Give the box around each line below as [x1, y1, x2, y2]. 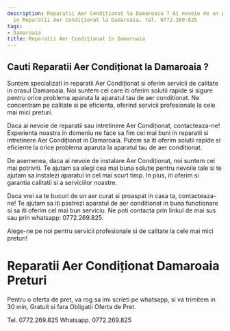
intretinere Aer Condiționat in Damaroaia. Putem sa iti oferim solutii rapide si [7, 136, 221, 144]
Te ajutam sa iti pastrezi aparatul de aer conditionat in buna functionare [17, 199, 219, 207]
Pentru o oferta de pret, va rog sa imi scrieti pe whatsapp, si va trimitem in [7, 295, 216, 304]
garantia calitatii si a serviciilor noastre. [7, 178, 118, 186]
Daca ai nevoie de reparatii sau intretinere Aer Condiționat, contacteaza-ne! [7, 121, 220, 130]
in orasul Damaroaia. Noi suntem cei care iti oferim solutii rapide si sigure [7, 86, 214, 95]
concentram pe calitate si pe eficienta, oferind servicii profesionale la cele [7, 101, 216, 109]
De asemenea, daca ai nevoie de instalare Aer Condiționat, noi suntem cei [7, 156, 216, 164]
